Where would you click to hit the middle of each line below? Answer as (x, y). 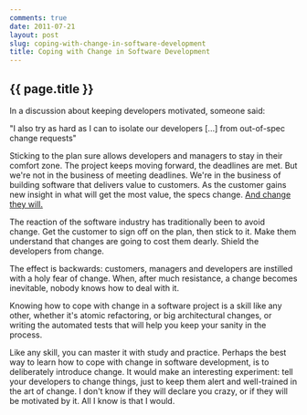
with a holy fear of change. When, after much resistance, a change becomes (153, 278)
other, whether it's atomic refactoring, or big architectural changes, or (141, 315)
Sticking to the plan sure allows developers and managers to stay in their (146, 155)
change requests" (43, 138)
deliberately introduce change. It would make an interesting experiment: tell (152, 371)
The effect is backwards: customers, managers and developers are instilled (151, 268)
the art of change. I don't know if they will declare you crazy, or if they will (148, 391)
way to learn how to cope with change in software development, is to (139, 362)
